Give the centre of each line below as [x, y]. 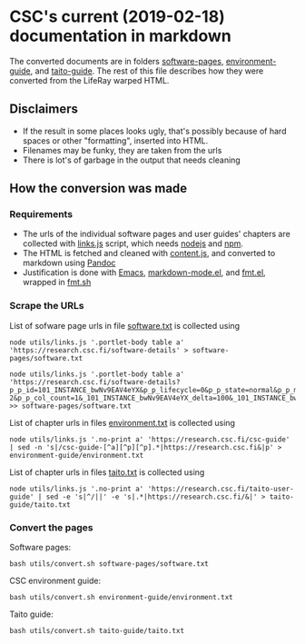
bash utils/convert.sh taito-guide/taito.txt [97, 631]
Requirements [41, 214]
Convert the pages [51, 527]
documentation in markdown [120, 36]
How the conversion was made [98, 188]
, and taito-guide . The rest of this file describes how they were [147, 71]
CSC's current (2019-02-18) [117, 17]
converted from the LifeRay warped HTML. [89, 80]
